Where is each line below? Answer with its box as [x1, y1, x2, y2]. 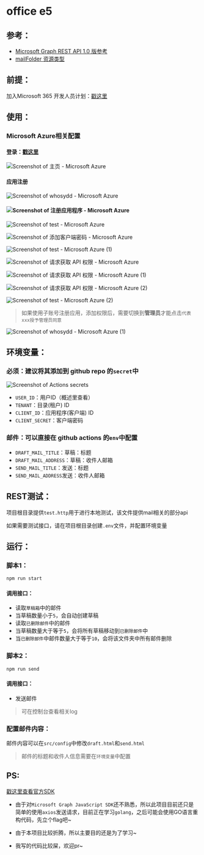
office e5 [6, 4, 53, 18]
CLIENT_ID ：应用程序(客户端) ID [15, 409, 94, 417]
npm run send [6, 666, 40, 672]
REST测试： [6, 491, 52, 502]
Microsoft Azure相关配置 [6, 132, 81, 140]
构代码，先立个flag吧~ [15, 816, 72, 823]
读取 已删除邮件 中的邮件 [15, 619, 71, 627]
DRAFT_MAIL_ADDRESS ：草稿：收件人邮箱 [15, 456, 113, 463]
